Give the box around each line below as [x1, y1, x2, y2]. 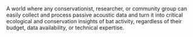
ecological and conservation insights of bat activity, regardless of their [6, 18, 182, 24]
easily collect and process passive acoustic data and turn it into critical [6, 11, 183, 18]
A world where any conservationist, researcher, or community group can [6, 5, 188, 12]
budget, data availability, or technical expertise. [6, 24, 125, 31]
